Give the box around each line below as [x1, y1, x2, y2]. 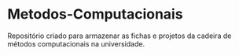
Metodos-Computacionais [7, 5, 183, 23]
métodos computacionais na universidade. [7, 39, 145, 48]
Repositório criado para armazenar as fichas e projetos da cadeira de [7, 31, 232, 40]
